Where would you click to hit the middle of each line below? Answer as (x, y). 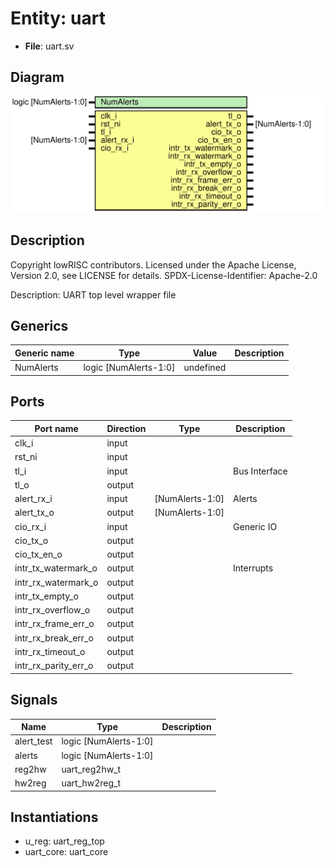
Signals (34, 700)
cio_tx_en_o (38, 554)
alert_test (33, 741)
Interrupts (253, 568)
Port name (56, 428)
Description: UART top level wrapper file (93, 294)
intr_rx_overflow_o (52, 610)
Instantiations (54, 817)
